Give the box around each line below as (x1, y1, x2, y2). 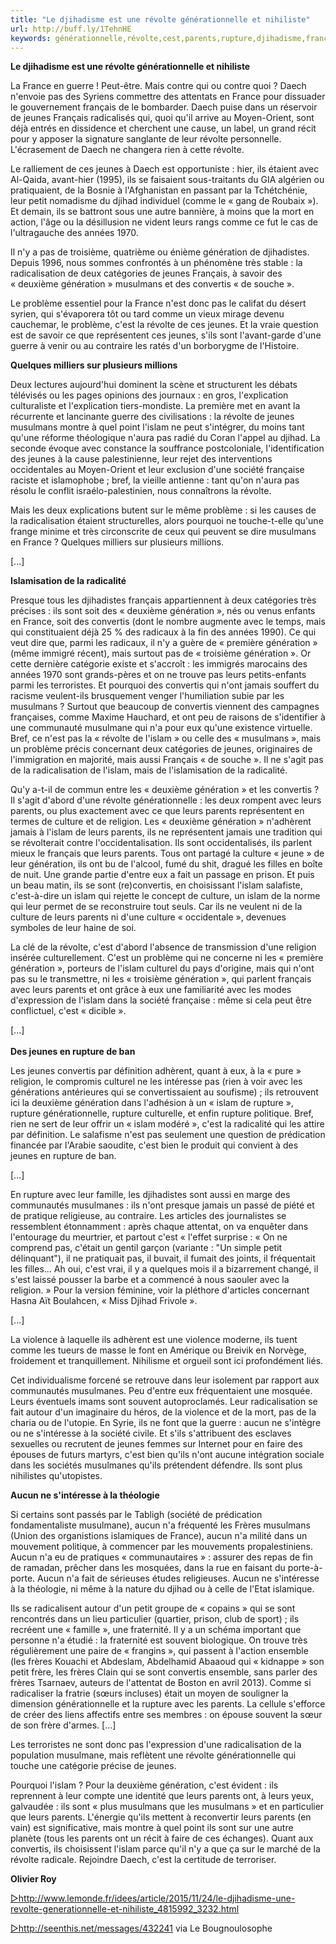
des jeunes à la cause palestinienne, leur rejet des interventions (10, 453, 273, 465)
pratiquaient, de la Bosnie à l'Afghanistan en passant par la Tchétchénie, (10, 184, 308, 196)
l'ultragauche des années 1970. (10, 227, 139, 239)
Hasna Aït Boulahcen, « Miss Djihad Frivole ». (10, 1295, 198, 1307)
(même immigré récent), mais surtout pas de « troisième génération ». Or (10, 647, 312, 660)
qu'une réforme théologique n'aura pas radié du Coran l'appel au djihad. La (10, 432, 321, 444)
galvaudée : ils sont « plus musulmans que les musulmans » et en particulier (10, 1801, 325, 1813)
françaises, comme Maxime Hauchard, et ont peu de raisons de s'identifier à (10, 711, 326, 723)
